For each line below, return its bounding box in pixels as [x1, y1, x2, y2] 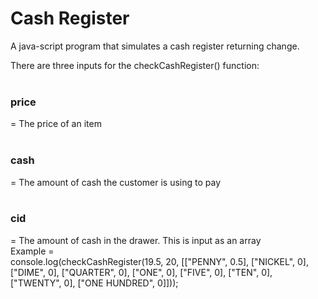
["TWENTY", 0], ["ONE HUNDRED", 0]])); [10, 277, 179, 289]
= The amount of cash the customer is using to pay [10, 176, 221, 188]
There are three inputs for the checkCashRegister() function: [10, 59, 260, 71]
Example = [10, 245, 55, 257]
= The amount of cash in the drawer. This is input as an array [10, 234, 262, 246]
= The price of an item [10, 118, 102, 130]
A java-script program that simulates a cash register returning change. [10, 40, 300, 52]
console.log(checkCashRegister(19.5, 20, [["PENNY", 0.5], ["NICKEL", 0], [10, 255, 309, 267]
